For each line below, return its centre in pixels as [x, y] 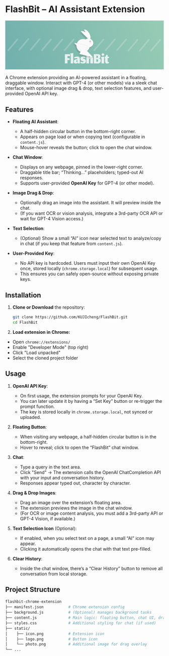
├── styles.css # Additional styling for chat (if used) [81, 623]
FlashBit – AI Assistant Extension [75, 9]
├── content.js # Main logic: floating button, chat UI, [81, 618]
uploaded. [30, 417]
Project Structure [33, 590]
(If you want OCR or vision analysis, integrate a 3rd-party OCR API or [92, 213]
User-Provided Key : [33, 254]
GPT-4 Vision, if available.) [48, 518]
